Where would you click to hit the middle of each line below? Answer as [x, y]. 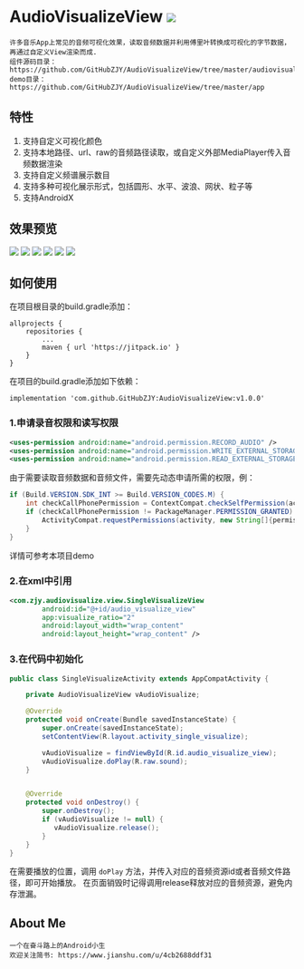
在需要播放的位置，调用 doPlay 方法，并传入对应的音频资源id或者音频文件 [146, 871]
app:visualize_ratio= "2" [89, 617]
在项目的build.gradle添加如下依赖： [76, 382]
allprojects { [36, 324]
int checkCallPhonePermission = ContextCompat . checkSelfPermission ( [157, 504]
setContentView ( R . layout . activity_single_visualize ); [145, 736]
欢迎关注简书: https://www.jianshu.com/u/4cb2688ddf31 [111, 955]
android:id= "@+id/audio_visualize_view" [119, 609]
